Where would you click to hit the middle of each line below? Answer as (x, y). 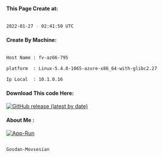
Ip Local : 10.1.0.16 (35, 80)
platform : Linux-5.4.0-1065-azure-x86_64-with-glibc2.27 (82, 69)
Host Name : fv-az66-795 (37, 58)
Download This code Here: (40, 93)
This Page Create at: (32, 8)
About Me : (20, 120)
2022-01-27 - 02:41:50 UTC (40, 26)
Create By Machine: (32, 40)
